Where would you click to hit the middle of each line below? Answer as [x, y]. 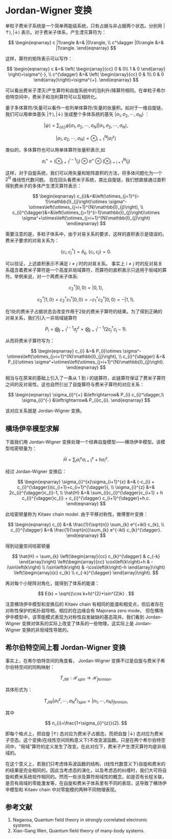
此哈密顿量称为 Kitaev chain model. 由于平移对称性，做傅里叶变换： [77, 514]
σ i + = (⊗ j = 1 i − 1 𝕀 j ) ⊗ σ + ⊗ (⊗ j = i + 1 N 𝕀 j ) [86, 161]
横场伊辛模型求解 [32, 428]
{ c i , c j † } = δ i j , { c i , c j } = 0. [86, 252]
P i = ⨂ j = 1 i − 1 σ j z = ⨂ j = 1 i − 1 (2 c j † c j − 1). [86, 329]
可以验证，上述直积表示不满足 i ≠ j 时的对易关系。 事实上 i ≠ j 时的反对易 [82, 263]
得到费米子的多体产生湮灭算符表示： [44, 186]
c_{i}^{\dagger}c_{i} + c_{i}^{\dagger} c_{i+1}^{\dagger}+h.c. [86, 498]
